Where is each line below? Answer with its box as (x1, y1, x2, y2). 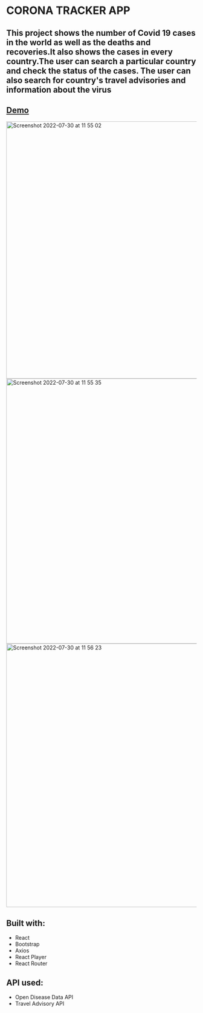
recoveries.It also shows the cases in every (6, 47, 173, 57)
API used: (6, 977, 43, 988)
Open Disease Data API (14, 994, 74, 1001)
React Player (14, 954, 47, 961)
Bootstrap (14, 940, 40, 948)
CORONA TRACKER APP (6, 4, 131, 18)
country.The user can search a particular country (6, 56, 196, 67)
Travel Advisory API (14, 1000, 65, 1008)
